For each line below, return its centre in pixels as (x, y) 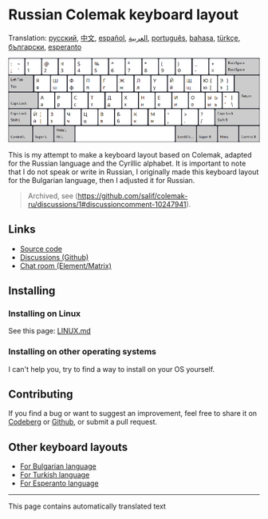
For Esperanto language (59, 483)
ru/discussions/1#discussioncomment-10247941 (107, 204)
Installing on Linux (45, 313)
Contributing (41, 394)
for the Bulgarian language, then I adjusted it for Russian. (102, 180)
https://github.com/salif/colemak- (133, 196)
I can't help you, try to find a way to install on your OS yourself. (112, 369)
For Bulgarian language (58, 466)
